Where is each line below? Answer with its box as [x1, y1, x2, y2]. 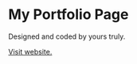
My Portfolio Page [8, 6, 129, 24]
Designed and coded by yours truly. [8, 32, 126, 41]
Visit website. [8, 47, 53, 56]
